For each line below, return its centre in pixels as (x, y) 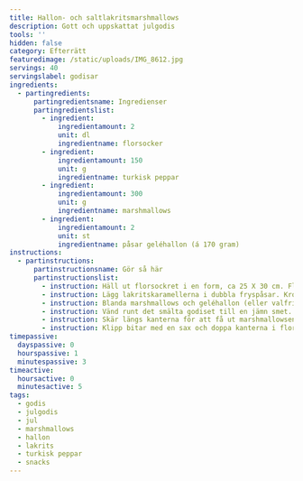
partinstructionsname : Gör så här (98, 270)
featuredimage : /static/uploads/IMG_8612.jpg (96, 60)
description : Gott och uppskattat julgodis (92, 26)
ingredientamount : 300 (100, 194)
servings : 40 (34, 69)
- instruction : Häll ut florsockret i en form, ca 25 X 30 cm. (163, 286)
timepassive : (34, 337)
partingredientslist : (74, 110)
